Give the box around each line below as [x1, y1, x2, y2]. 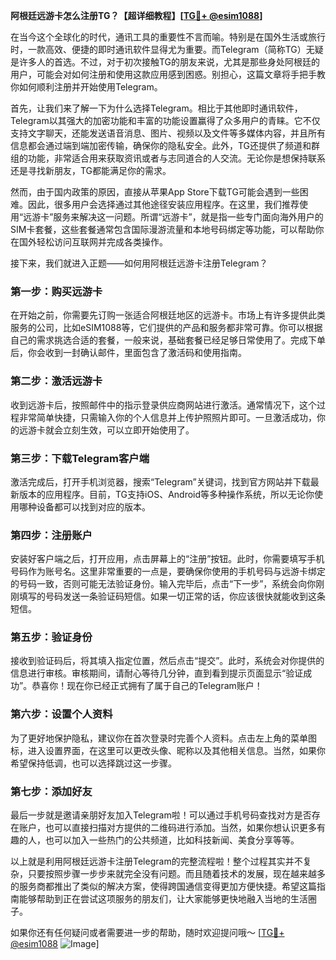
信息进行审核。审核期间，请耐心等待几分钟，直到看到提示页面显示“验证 [10, 667, 304, 679]
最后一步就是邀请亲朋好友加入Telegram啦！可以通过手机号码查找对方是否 [10, 809, 312, 821]
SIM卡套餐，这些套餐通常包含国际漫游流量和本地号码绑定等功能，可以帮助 [10, 224, 316, 235]
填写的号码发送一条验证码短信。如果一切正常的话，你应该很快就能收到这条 [18, 590, 326, 603]
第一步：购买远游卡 [10, 284, 103, 298]
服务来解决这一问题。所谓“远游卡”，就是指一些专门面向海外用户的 [53, 211, 324, 223]
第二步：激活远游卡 [10, 374, 103, 388]
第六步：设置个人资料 [10, 707, 113, 721]
